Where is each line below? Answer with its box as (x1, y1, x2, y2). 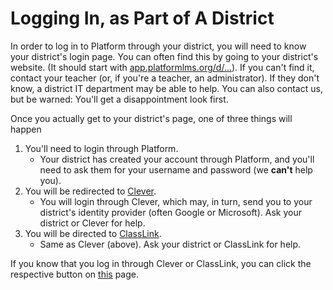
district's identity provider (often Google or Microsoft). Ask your (39, 206, 302, 218)
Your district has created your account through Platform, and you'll (39, 153, 315, 165)
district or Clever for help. (39, 217, 146, 229)
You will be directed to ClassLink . (24, 227, 162, 239)
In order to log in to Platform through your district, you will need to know (10, 40, 307, 52)
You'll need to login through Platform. (24, 142, 179, 154)
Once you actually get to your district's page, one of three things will (10, 112, 293, 124)
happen (10, 123, 42, 135)
